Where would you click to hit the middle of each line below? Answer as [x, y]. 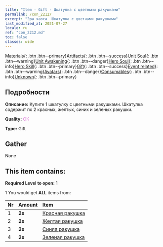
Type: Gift [15, 128]
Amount [28, 205]
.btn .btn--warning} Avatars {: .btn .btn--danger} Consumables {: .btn [73, 71]
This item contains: [35, 171]
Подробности [27, 92]
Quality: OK [17, 119]
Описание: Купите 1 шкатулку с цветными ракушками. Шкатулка [74, 104]
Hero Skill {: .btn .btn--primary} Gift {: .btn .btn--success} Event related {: [86, 66]
